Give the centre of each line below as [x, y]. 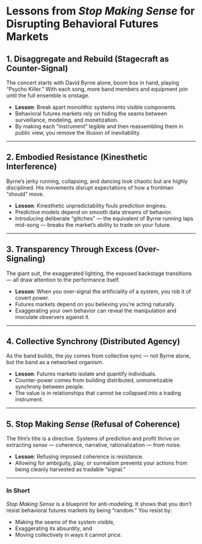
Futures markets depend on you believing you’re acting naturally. [95, 304]
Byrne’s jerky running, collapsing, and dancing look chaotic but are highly [97, 181]
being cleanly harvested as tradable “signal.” [70, 469]
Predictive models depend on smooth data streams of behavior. [93, 212]
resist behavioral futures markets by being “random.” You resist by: [89, 510]
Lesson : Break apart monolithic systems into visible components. [96, 107]
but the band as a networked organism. [55, 362]
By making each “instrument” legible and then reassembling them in [99, 126]
